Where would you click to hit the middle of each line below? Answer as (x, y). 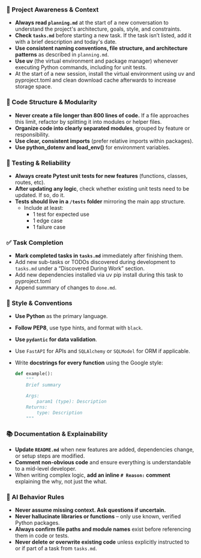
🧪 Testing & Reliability (38, 163)
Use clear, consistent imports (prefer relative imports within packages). (104, 141)
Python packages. (37, 523)
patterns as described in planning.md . (62, 55)
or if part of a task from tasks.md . (56, 548)
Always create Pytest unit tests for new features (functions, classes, (101, 176)
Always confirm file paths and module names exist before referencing (103, 529)
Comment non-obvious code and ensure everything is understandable (103, 462)
